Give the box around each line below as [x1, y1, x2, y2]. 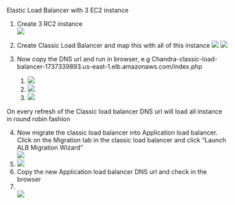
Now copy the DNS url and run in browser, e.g [16, 55, 151, 63]
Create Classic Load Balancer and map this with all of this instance [16, 42, 210, 49]
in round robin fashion [6, 115, 71, 123]
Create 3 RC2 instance [16, 20, 83, 27]
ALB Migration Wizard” [16, 144, 84, 151]
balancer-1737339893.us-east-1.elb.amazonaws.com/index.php [16, 63, 203, 70]
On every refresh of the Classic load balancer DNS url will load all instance [6, 107, 222, 116]
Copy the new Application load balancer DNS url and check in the [16, 168, 207, 175]
